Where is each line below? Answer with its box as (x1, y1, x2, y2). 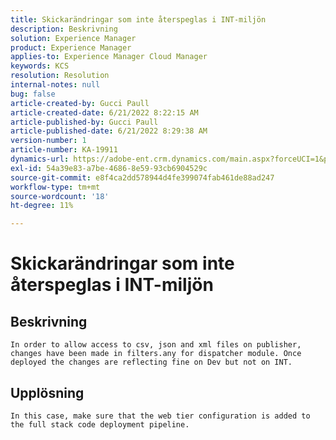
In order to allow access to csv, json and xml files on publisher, (10, 340, 302, 350)
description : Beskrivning (10, 24, 118, 34)
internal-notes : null (10, 80, 101, 90)
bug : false (10, 89, 56, 99)
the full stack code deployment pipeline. (10, 419, 190, 430)
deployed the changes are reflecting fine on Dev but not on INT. (10, 357, 293, 368)
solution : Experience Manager (10, 33, 137, 43)
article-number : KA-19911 (10, 145, 118, 155)
